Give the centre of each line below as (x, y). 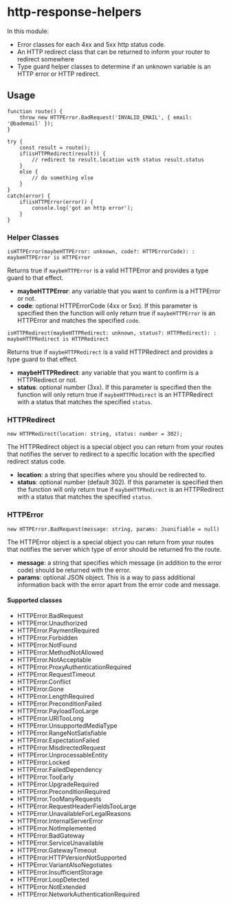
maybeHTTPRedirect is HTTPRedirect (58, 339)
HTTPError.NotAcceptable (54, 659)
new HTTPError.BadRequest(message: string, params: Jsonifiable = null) (113, 529)
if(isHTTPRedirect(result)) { (63, 153)
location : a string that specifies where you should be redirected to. (112, 475)
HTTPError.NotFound (47, 645)
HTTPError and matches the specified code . (79, 321)
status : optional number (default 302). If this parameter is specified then (120, 482)
